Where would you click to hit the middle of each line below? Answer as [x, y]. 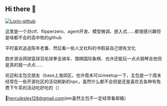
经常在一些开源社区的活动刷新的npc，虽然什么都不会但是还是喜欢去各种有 [81, 81]
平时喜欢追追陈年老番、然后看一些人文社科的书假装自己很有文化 [70, 48]
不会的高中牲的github [40, 37]
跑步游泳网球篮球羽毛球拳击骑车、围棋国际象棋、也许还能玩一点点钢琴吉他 [81, 58]
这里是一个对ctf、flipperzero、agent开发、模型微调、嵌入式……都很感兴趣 [81, 31]
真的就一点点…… [26, 64]
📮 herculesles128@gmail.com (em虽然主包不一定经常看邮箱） [67, 98]
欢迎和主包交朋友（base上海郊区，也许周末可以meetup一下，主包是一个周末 [83, 75]
